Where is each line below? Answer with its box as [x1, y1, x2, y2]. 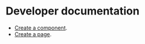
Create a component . [14, 24, 68, 31]
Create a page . [14, 30, 52, 37]
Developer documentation [5, 4, 140, 18]
